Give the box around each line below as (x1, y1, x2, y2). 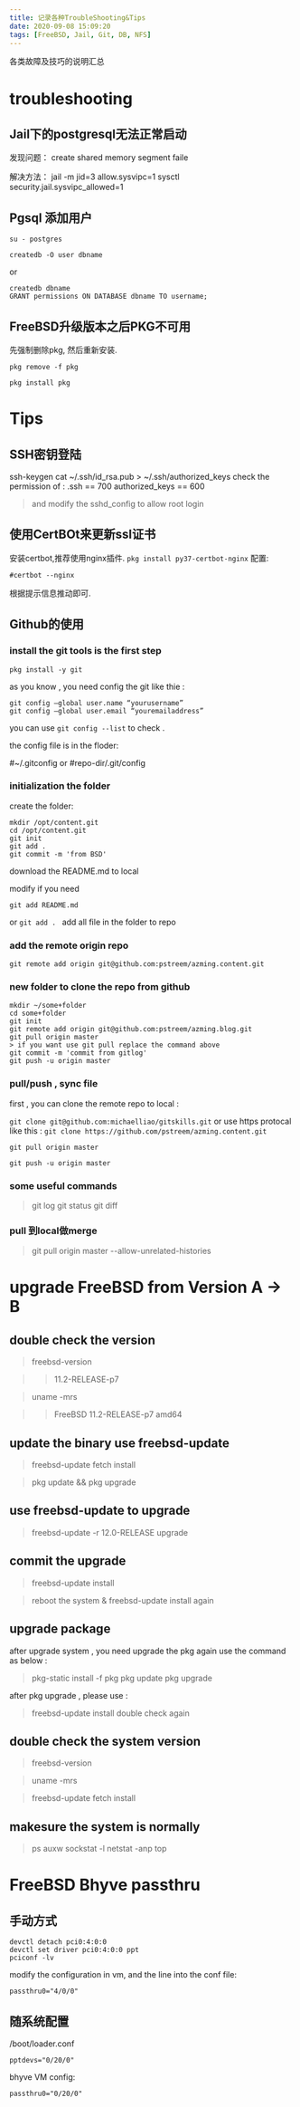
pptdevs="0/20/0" (9, 2055, 75, 2064)
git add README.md (9, 900, 79, 910)
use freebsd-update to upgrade (9, 1503, 191, 1518)
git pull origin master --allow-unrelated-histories (31, 1246, 211, 1257)
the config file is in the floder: (9, 740, 119, 751)
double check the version (9, 1332, 156, 1347)
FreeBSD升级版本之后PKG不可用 (9, 319, 192, 334)
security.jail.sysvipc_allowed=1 (9, 182, 124, 193)
